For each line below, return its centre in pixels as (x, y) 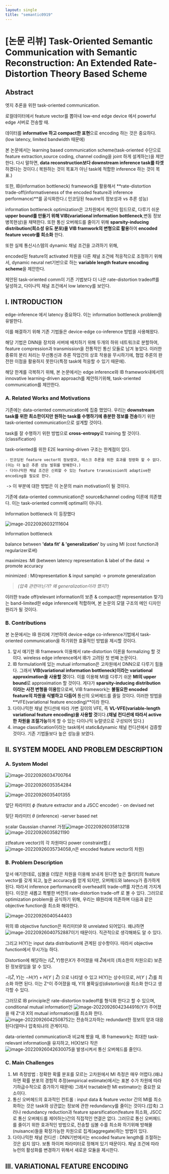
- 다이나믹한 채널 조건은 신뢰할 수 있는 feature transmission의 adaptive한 (78, 470)
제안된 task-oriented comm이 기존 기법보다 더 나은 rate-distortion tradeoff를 (82, 279)
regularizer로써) (21, 550)
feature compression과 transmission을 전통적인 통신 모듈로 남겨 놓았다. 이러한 (84, 349)
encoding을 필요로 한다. (28, 476)
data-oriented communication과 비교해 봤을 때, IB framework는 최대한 (76, 1037)
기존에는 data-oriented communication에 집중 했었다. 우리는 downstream (80, 410)
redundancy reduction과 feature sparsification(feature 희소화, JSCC (92, 1112)
